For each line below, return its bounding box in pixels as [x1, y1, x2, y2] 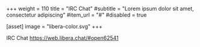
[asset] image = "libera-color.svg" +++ [6, 23, 102, 30]
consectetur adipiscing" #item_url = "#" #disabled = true [6, 11, 147, 18]
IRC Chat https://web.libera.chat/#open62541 [6, 35, 119, 41]
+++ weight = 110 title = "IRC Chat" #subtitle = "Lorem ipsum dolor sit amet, [6, 5, 194, 12]
